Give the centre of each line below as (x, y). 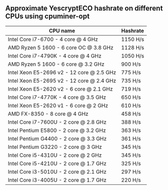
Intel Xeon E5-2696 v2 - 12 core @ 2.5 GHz (62, 72)
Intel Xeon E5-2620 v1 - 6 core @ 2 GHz (58, 105)
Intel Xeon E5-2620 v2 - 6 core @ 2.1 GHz (61, 89)
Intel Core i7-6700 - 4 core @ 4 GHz (53, 39)
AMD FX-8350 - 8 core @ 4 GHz (48, 114)
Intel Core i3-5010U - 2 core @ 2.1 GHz (57, 172)
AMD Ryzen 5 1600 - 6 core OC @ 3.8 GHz (61, 47)
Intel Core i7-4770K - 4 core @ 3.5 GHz (57, 97)
